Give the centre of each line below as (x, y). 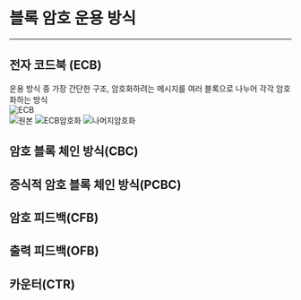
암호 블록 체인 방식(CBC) (74, 152)
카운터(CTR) (43, 284)
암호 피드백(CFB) (54, 217)
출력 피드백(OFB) (54, 251)
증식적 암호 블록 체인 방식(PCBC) (95, 184)
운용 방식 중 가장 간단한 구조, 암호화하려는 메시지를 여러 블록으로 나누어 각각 (142, 88)
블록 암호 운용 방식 (73, 18)
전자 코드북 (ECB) (56, 65)
